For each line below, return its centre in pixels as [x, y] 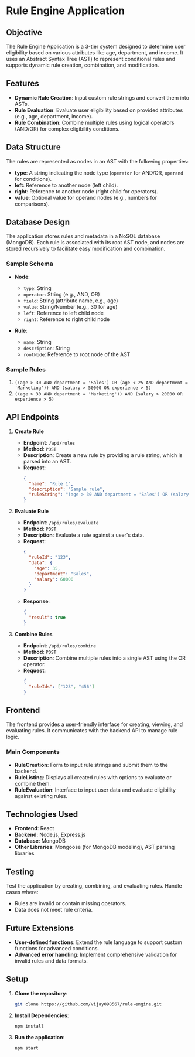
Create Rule [29, 431]
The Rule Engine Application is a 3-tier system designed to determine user [96, 46]
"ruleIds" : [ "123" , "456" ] [61, 687]
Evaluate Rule [32, 512]
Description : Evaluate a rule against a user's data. [84, 535]
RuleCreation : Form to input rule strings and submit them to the [91, 765]
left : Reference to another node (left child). [66, 185]
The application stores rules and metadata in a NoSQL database [83, 236]
